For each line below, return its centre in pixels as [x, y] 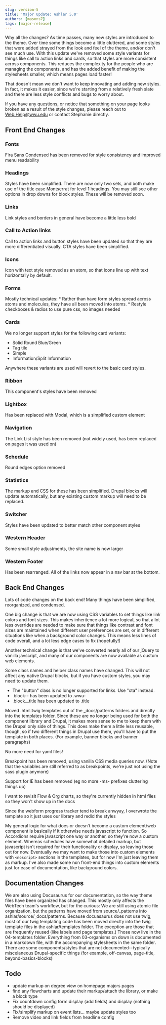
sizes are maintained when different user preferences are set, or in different [82, 630]
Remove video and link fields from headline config [63, 1017]
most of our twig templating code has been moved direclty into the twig [78, 921]
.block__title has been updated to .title [51, 701]
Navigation [19, 428]
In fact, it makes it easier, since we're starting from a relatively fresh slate [80, 89]
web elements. [20, 661]
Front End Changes [35, 130]
